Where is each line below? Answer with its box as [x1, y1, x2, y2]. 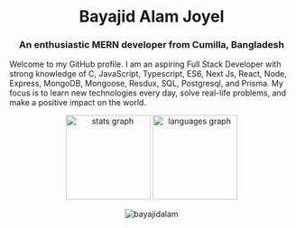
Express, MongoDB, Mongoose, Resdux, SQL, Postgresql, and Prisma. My [9, 78, 284, 89]
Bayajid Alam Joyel [79, 6, 225, 27]
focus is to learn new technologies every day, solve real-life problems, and [9, 87, 287, 98]
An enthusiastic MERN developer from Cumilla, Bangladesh [19, 39, 284, 51]
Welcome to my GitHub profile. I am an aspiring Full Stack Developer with [9, 59, 282, 69]
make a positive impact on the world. [9, 97, 147, 108]
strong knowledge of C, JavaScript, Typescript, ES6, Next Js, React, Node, [9, 68, 287, 79]
